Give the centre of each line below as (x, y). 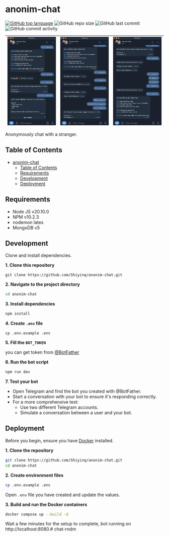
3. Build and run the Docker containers (46, 504)
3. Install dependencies (30, 304)
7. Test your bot (22, 381)
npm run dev (18, 372)
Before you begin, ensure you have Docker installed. (60, 440)
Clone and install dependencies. (38, 256)
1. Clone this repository (30, 265)
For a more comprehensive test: (46, 402)
